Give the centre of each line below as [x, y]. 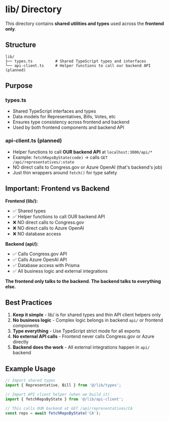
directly [21, 342]
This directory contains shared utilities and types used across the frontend [84, 23]
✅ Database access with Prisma [46, 265]
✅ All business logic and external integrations [60, 271]
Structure [21, 45]
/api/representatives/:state [43, 162]
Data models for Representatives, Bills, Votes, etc [64, 117]
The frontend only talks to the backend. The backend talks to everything [83, 281]
